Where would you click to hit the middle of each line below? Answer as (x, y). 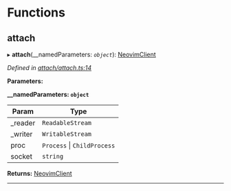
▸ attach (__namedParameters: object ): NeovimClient (81, 54)
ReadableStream (67, 123)
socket (22, 156)
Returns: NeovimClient (40, 173)
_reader (23, 123)
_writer (22, 134)
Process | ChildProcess (79, 145)
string (53, 156)
